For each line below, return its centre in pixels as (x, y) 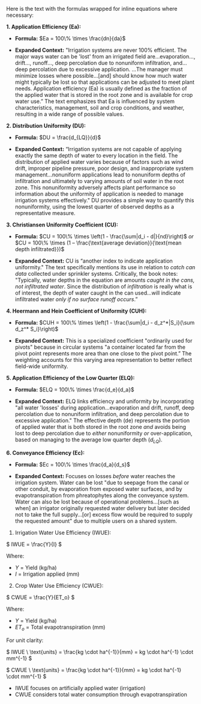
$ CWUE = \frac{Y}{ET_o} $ (40, 597)
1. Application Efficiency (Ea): (43, 27)
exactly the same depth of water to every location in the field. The (96, 155)
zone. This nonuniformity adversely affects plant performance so (95, 187)
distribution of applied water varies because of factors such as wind (99, 162)
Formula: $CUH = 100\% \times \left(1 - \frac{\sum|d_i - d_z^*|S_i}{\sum (105, 322)
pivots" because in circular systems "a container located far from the (100, 347)
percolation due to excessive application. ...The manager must (106, 69)
